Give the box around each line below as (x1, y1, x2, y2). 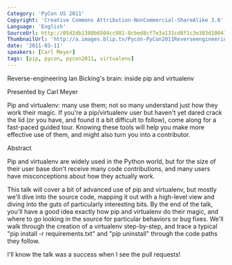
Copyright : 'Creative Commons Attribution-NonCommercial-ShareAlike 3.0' (7, 17, 224, 24)
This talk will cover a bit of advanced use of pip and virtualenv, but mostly (7, 185, 217, 194)
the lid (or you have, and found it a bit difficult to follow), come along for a (7, 116, 217, 124)
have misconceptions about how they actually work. (7, 172, 155, 180)
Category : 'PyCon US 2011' (7, 10, 85, 17)
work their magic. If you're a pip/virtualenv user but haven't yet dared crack (7, 108, 222, 116)
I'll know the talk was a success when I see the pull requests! (7, 250, 181, 258)
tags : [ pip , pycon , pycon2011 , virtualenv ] (7, 55, 135, 62)
